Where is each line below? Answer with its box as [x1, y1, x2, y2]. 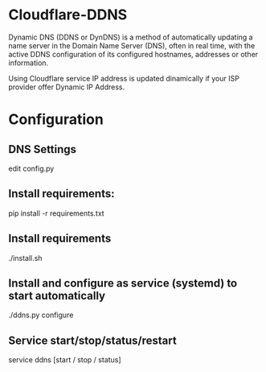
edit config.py [8, 163, 55, 173]
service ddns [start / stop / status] [8, 355, 122, 365]
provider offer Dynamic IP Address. [8, 82, 125, 92]
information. [8, 58, 49, 68]
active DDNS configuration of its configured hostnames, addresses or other [8, 49, 259, 59]
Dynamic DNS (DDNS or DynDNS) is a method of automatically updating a [8, 32, 253, 42]
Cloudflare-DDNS [8, 6, 128, 24]
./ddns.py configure [8, 310, 74, 320]
